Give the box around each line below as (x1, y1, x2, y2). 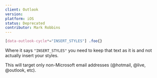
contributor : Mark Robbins (5, 25, 61, 30)
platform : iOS (5, 16, 34, 21)
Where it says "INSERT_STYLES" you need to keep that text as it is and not (5, 47, 152, 53)
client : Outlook (5, 7, 38, 12)
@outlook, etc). (5, 67, 36, 73)
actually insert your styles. (5, 53, 59, 58)
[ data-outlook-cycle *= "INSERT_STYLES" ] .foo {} (5, 39, 102, 44)
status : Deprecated (5, 20, 45, 26)
